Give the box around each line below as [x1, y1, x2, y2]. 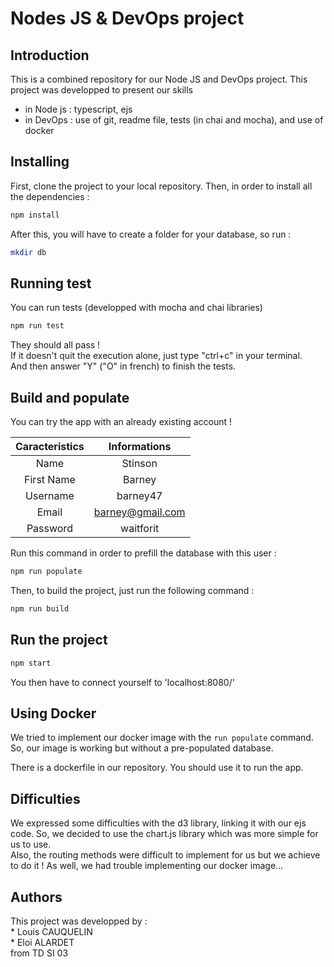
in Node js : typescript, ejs [24, 103, 133, 115]
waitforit [120, 522, 160, 536]
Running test [10, 275, 92, 292]
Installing [10, 153, 70, 171]
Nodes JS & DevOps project [10, 7, 245, 30]
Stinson [121, 457, 158, 471]
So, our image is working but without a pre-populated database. [10, 742, 274, 754]
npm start [10, 658, 52, 668]
